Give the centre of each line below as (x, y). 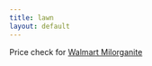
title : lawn (31, 18)
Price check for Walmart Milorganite (76, 52)
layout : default (40, 26)
